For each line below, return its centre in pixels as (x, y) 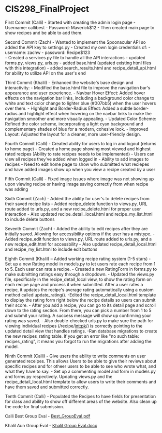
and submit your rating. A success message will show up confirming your (78, 315)
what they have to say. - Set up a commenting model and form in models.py (81, 371)
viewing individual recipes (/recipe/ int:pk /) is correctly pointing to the (74, 326)
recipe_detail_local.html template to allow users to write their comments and (81, 381)
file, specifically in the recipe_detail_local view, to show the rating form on (79, 279)
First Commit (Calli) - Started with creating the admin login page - (70, 22)
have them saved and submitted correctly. (47, 387)
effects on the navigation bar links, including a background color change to (80, 98)
